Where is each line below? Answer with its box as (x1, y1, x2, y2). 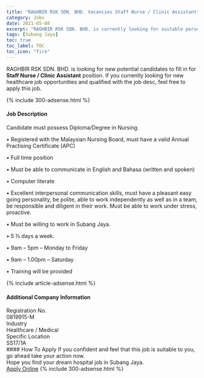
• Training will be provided (6, 267, 73, 275)
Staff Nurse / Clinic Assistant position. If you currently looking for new (6, 71, 184, 79)
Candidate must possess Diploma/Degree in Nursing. (6, 124, 139, 131)
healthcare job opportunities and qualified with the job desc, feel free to (6, 78, 186, 85)
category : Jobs (6, 15, 45, 21)
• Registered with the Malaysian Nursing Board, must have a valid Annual (6, 135, 189, 143)
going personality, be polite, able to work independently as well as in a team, (6, 195, 198, 203)
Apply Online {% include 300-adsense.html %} (6, 365, 124, 373)
